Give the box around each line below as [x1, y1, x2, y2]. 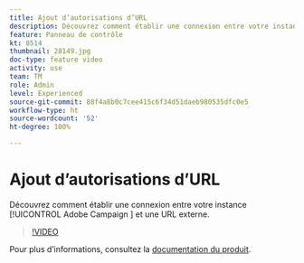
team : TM [9, 72, 43, 81]
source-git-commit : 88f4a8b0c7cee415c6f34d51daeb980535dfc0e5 [9, 97, 249, 107]
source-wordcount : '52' [9, 114, 100, 123]
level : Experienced [9, 89, 83, 98]
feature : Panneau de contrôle [9, 30, 124, 39]
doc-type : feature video [9, 55, 103, 64]
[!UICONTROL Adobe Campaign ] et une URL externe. [9, 209, 210, 220]
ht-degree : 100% [9, 123, 71, 132]
